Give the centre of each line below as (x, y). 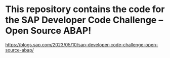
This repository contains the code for (85, 9)
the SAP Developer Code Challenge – (84, 20)
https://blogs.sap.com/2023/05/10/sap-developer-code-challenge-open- (82, 44)
